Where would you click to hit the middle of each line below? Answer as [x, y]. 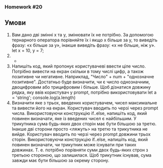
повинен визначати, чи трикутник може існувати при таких [74, 144]
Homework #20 [24, 7]
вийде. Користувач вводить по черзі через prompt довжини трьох [81, 134]
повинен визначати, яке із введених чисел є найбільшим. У [74, 118]
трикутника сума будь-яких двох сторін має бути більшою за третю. [84, 124]
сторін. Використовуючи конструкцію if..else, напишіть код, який [80, 139]
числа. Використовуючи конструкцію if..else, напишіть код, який [79, 113]
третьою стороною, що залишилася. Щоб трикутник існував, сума [81, 155]
